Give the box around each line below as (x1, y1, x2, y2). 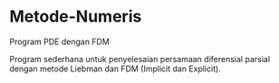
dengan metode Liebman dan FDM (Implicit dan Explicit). (9, 63, 222, 74)
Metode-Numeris (9, 6, 142, 27)
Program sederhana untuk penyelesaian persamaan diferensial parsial (9, 53, 270, 64)
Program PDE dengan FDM (9, 36, 111, 47)
